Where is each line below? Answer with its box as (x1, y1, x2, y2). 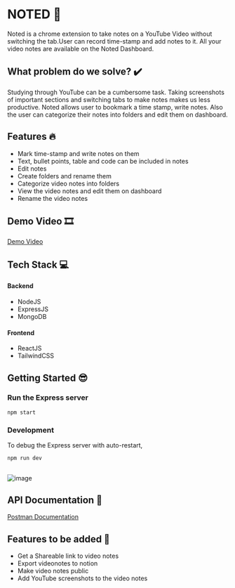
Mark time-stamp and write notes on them (17, 149, 140, 157)
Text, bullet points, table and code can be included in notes (17, 157, 189, 165)
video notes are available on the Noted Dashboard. (7, 44, 154, 53)
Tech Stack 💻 (7, 259, 69, 270)
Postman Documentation (7, 513, 79, 521)
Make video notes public (17, 567, 89, 575)
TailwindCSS (17, 351, 55, 360)
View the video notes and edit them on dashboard (17, 186, 162, 195)
